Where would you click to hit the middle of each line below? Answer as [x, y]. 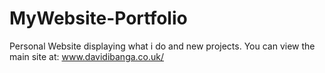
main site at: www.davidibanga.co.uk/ [87, 56]
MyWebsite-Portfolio [98, 18]
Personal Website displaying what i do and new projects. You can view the [162, 46]
